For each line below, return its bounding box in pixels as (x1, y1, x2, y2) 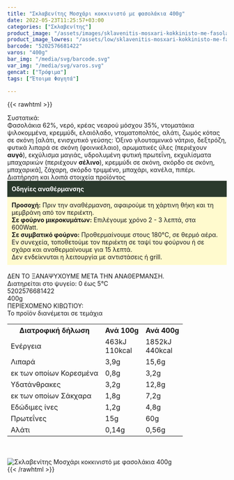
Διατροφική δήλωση (19, 326, 90, 336)
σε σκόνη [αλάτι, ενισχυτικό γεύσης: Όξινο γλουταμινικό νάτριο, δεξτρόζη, (7, 136, 227, 144)
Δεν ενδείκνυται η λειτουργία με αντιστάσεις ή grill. (11, 253, 162, 262)
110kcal (104, 346, 132, 356)
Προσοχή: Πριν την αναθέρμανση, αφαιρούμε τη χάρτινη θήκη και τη (11, 201, 214, 209)
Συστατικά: (7, 114, 40, 122)
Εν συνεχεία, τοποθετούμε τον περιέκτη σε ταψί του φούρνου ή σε (11, 238, 205, 246)
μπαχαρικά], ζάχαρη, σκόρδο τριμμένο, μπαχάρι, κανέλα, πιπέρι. (7, 165, 196, 174)
